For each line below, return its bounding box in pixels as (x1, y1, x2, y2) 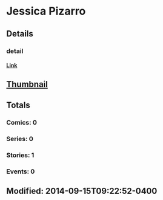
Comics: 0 (6, 118, 38, 126)
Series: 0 (6, 134, 33, 143)
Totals (6, 100, 30, 110)
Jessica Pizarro (6, 4, 86, 18)
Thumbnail (6, 79, 48, 89)
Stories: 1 (6, 151, 35, 159)
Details (6, 29, 33, 39)
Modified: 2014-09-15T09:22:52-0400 (6, 185, 158, 196)
